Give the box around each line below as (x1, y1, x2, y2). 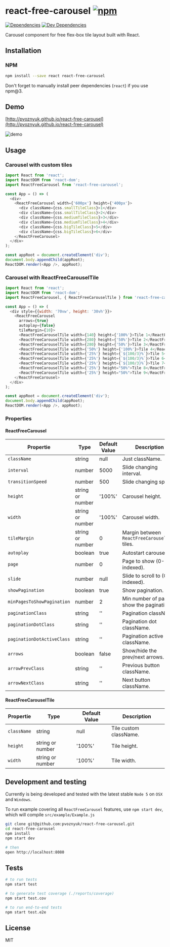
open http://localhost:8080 (5, 849, 65, 855)
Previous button (122, 662, 160, 669)
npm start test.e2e (5, 909, 47, 914)
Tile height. (111, 742, 138, 749)
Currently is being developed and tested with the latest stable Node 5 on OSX (5, 791, 163, 797)
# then (5, 845, 19, 850)
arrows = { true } (18, 318, 49, 324)
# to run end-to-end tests (5, 905, 62, 910)
